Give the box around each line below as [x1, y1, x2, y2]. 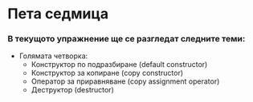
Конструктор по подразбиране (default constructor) [31, 60, 208, 69]
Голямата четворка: [18, 51, 88, 61]
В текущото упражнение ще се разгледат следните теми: [7, 33, 246, 45]
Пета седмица [7, 5, 109, 23]
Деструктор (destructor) [31, 85, 114, 95]
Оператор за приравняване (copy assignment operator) [31, 76, 220, 86]
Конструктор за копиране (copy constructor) [31, 69, 184, 78]
